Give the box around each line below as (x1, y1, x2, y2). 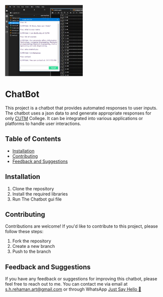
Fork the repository (12, 238, 52, 244)
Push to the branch (12, 248, 51, 255)
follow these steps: (5, 229, 43, 235)
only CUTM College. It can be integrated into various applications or (5, 116, 143, 121)
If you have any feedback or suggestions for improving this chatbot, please (5, 276, 158, 282)
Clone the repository (12, 185, 54, 191)
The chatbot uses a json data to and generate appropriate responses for (5, 110, 152, 116)
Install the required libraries (12, 191, 68, 197)
